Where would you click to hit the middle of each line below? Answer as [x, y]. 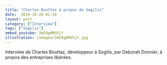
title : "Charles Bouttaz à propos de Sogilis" [54, 10]
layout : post [19, 19]
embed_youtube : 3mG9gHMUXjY [34, 33]
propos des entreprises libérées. [39, 57]
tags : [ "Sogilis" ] [24, 28]
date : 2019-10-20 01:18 [31, 14]
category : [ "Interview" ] [31, 24]
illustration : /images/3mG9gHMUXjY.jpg [47, 38]
